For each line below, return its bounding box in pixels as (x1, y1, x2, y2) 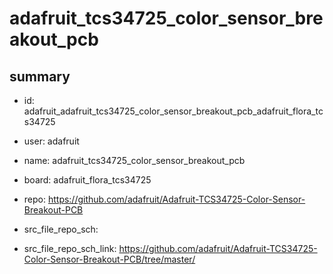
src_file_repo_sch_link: (23, 243, 117, 254)
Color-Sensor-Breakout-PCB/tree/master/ (23, 253, 196, 265)
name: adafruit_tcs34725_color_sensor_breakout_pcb (23, 155, 246, 166)
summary (9, 68, 71, 85)
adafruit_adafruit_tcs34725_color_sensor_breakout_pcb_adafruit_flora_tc (23, 105, 324, 117)
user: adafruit (23, 135, 80, 147)
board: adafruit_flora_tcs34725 (23, 174, 152, 186)
